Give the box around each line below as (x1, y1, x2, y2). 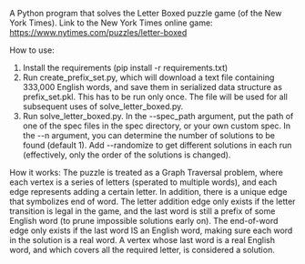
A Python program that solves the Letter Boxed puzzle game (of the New (9, 8, 282, 18)
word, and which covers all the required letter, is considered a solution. (9, 245, 275, 255)
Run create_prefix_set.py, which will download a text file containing (22, 72, 275, 83)
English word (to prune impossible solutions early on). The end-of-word (9, 216, 279, 226)
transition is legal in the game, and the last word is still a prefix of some (9, 206, 276, 217)
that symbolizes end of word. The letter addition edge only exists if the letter (9, 196, 296, 207)
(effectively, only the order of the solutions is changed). (22, 149, 231, 160)
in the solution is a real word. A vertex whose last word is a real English (9, 235, 276, 245)
